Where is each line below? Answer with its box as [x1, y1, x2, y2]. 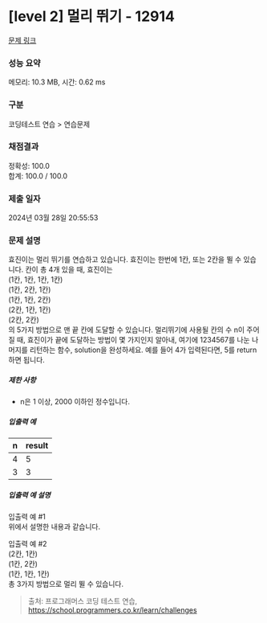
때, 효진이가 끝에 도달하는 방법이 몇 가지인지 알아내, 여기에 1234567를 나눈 [16, 335, 250, 345]
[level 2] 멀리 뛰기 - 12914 [8, 7, 175, 26]
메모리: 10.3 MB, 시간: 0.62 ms [8, 77, 106, 87]
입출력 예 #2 [8, 539, 47, 549]
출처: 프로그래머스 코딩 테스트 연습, [27, 596, 138, 606]
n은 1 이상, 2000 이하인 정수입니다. [19, 397, 131, 407]
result [25, 440, 49, 451]
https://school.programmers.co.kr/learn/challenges [27, 605, 198, 615]
